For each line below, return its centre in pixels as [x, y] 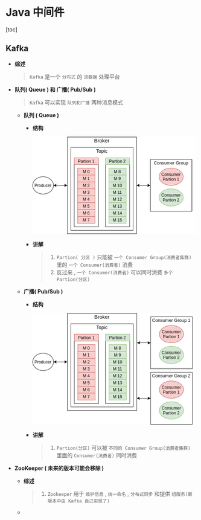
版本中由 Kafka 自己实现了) [78, 501]
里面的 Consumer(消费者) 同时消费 [97, 455]
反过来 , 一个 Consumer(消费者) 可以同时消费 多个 [115, 272]
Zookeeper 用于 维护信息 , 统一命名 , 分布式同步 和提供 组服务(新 [120, 494]
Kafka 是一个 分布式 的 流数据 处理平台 [75, 77]
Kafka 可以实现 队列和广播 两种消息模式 [76, 102]
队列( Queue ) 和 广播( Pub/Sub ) [55, 89]
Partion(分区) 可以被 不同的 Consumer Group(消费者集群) [123, 448]
